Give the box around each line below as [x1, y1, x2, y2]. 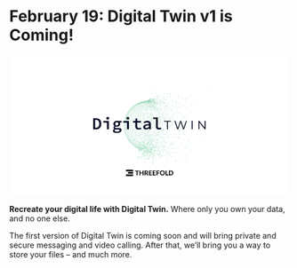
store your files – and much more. [9, 248, 132, 259]
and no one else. [9, 213, 71, 224]
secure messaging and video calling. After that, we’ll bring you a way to [9, 240, 271, 250]
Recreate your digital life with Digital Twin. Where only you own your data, [9, 203, 286, 214]
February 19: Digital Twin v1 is [9, 6, 233, 27]
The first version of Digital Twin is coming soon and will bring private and [9, 230, 277, 240]
